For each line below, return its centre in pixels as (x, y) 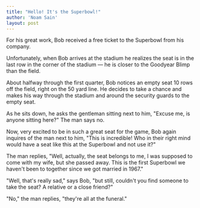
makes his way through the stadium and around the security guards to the (98, 96)
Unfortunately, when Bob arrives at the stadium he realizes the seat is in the (100, 58)
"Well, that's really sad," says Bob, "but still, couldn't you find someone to (97, 181)
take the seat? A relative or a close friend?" (60, 187)
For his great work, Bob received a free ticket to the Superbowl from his (95, 40)
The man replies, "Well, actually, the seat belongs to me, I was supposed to (99, 156)
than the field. (23, 71)
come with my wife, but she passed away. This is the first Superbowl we (96, 163)
